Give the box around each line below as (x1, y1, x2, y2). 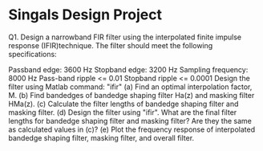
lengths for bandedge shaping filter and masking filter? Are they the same (8, 116, 253, 125)
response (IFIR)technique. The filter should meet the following (8, 40, 213, 50)
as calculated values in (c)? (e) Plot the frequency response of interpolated (8, 124, 256, 134)
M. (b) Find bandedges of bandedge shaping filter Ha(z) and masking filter (8, 90, 255, 100)
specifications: (8, 49, 58, 59)
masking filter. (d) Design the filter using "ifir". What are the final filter (8, 107, 237, 117)
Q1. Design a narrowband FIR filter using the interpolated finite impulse (8, 32, 242, 42)
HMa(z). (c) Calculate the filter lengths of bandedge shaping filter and (8, 99, 239, 108)
